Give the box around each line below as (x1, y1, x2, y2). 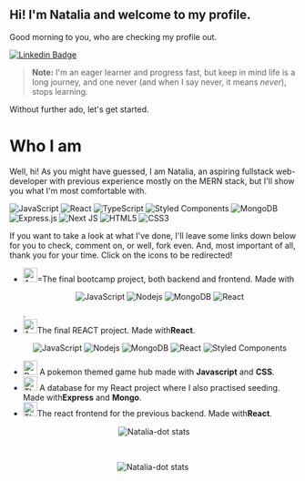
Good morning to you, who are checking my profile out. (9, 31, 217, 42)
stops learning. (31, 86, 88, 97)
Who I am (9, 136, 82, 156)
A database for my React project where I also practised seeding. (39, 382, 280, 393)
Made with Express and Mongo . (22, 392, 142, 403)
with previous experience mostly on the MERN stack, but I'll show (48, 175, 295, 186)
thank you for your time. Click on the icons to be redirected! (9, 250, 233, 261)
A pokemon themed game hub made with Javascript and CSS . (39, 366, 275, 377)
